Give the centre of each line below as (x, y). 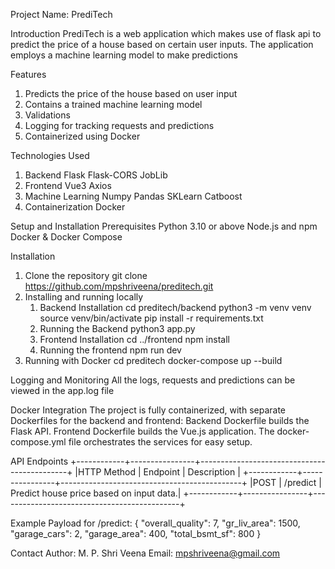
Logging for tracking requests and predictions (119, 125)
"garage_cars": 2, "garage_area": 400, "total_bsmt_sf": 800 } (136, 533)
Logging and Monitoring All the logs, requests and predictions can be (153, 380)
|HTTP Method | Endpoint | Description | (157, 472)
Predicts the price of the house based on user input (131, 93)
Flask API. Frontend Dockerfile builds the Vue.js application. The (142, 431)
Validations (47, 115)
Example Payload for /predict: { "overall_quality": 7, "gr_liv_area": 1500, (155, 523)
